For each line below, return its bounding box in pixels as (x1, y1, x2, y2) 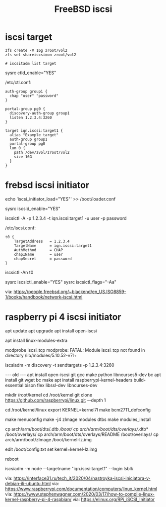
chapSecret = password (14, 256, 72, 261)
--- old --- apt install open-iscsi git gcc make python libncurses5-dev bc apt (5, 372, 161, 378)
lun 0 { (9, 145, 26, 150)
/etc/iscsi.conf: (5, 225, 36, 231)
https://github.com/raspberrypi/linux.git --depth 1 (5, 397, 106, 403)
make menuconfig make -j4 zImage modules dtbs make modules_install (5, 416, 152, 422)
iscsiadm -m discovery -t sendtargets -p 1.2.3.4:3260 (5, 362, 114, 368)
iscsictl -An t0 (5, 269, 34, 275)
